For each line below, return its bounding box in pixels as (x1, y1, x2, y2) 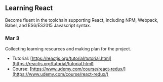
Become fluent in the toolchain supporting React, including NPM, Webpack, (5, 17, 159, 23)
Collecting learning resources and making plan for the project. (5, 46, 131, 52)
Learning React (5, 4, 53, 12)
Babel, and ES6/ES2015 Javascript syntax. (5, 22, 91, 28)
